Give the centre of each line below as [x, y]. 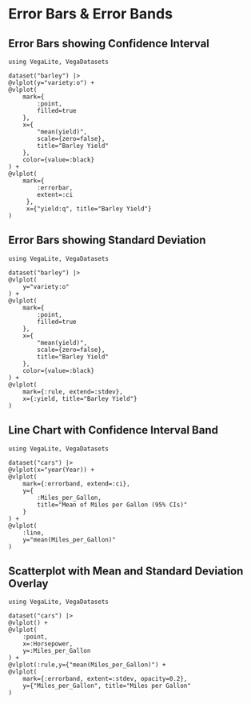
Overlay [28, 584]
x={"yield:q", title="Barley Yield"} [89, 209]
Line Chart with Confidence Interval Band [113, 430]
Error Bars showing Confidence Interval [109, 44]
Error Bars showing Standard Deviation [107, 240]
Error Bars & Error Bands [91, 14]
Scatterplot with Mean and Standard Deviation [126, 572]
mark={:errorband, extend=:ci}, [76, 484]
